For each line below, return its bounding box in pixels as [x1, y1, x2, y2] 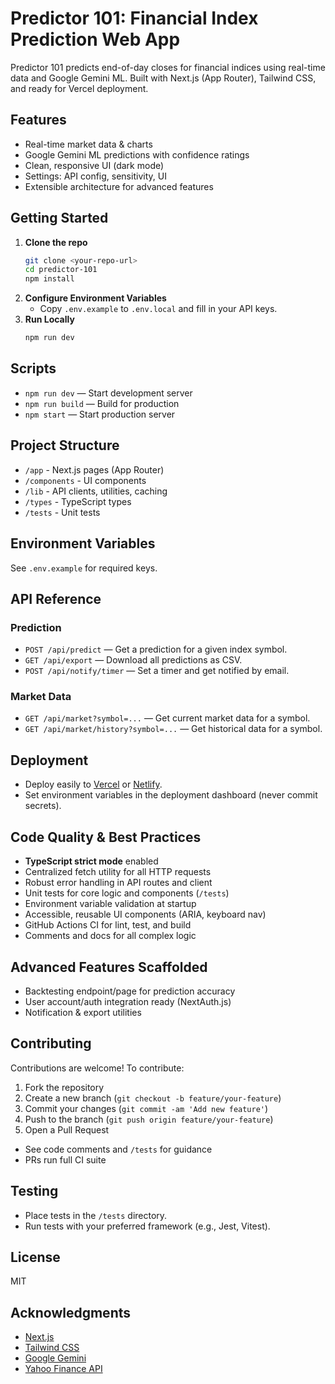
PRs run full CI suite [24, 1153, 107, 1166]
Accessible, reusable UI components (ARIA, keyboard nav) [24, 908, 267, 921]
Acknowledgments [10, 1304, 132, 1321]
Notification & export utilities [24, 1006, 142, 1018]
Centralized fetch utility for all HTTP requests [24, 866, 212, 878]
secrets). [24, 800, 62, 812]
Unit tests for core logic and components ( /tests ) [24, 887, 230, 899]
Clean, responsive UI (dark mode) [24, 159, 165, 171]
